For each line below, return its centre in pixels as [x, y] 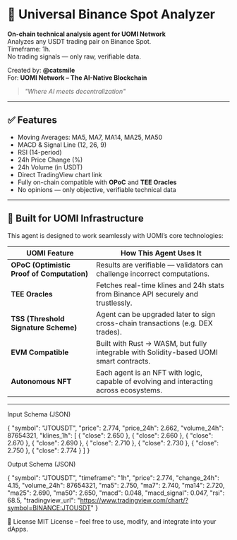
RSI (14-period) [39, 152]
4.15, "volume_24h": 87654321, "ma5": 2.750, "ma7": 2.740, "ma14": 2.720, [116, 485]
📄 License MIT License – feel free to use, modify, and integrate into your [112, 521]
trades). [109, 332]
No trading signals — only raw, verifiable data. [74, 56]
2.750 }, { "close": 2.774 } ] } [49, 450]
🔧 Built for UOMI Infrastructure [75, 218]
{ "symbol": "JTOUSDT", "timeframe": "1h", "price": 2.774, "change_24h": [114, 478]
